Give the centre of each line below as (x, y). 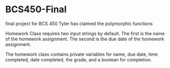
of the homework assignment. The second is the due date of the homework (85, 39)
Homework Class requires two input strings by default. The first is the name (85, 33)
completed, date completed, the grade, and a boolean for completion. (79, 59)
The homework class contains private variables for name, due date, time (81, 54)
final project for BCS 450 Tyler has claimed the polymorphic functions (79, 24)
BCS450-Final (36, 9)
